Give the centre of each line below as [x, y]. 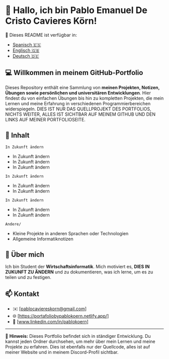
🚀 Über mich [25, 255]
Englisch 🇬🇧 [26, 50]
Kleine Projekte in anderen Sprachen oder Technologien [70, 233]
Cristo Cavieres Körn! [51, 21]
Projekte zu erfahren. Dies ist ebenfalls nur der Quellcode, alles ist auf [78, 347]
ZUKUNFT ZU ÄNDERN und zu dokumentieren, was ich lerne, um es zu [79, 272]
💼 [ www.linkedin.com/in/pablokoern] [51, 322]
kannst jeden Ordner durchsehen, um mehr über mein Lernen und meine [80, 341]
